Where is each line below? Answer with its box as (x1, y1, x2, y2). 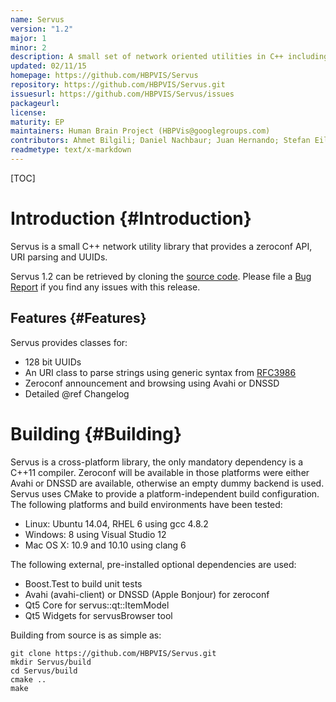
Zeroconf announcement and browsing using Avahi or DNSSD (24, 377, 280, 389)
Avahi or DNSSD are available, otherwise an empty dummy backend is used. (10, 477, 325, 489)
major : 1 (10, 33, 47, 43)
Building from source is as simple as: (10, 629, 162, 641)
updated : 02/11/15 (10, 61, 87, 71)
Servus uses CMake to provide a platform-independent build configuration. (10, 487, 320, 500)
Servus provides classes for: (10, 336, 128, 348)
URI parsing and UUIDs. (10, 251, 108, 263)
